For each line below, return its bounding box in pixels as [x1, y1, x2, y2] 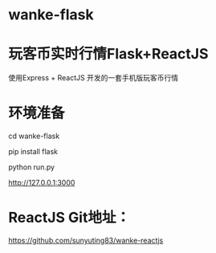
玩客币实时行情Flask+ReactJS [8, 45, 209, 63]
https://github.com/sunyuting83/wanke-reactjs [8, 235, 164, 245]
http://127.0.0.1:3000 [8, 178, 75, 188]
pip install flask [8, 147, 59, 157]
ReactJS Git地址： [8, 209, 131, 226]
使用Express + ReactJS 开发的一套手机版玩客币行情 [8, 73, 179, 83]
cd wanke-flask [8, 131, 60, 141]
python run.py [8, 162, 55, 172]
